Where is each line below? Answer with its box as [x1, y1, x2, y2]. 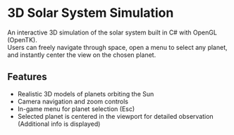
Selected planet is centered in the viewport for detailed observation [17, 112, 214, 120]
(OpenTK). [7, 35, 37, 44]
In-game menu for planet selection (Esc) [17, 104, 135, 113]
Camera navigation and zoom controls [17, 97, 129, 105]
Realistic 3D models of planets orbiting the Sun [17, 89, 154, 98]
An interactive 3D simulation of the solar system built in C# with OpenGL [7, 28, 217, 37]
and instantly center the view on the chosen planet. [7, 51, 156, 59]
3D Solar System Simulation [7, 5, 174, 21]
